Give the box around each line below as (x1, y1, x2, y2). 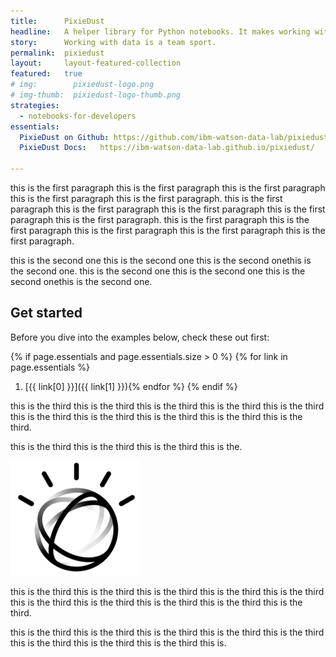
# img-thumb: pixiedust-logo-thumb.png (10, 90, 182, 100)
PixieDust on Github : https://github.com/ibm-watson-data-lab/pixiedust (19, 132, 329, 142)
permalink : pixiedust (10, 48, 105, 58)
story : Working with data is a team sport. (10, 37, 217, 47)
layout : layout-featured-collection (10, 58, 182, 69)
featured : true (10, 69, 83, 79)
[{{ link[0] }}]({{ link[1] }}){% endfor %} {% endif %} (24, 380, 238, 392)
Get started (10, 305, 83, 322)
